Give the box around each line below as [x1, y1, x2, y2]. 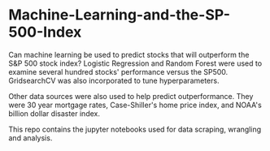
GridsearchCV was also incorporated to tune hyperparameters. [8, 75, 220, 85]
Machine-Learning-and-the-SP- [8, 6, 230, 24]
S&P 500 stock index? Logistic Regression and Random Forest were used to [8, 58, 263, 68]
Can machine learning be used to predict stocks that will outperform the [8, 50, 250, 59]
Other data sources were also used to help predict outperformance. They [8, 91, 254, 101]
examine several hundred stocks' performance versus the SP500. [8, 67, 229, 76]
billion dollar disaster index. [8, 108, 100, 119]
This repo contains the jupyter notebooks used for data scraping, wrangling [8, 124, 262, 134]
